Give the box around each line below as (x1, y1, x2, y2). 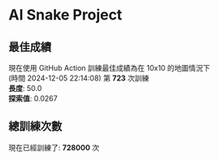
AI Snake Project (8, 6, 123, 24)
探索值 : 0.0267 (8, 93, 59, 103)
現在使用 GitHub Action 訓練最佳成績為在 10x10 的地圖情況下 (8, 63, 211, 72)
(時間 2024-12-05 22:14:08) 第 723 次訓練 (8, 73, 150, 83)
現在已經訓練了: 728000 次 (8, 142, 100, 152)
